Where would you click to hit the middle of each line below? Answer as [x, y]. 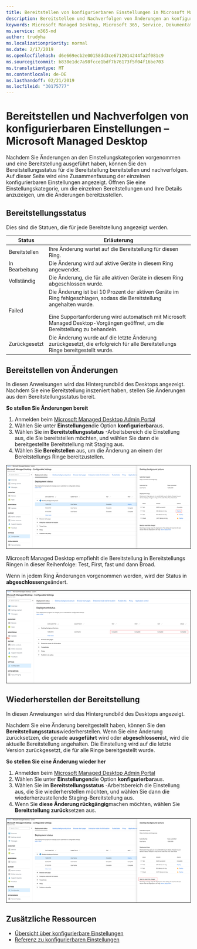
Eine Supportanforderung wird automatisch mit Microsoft [118, 317]
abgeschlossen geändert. [37, 582]
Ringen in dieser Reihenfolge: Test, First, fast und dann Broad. [81, 564]
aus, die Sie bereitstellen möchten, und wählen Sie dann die [87, 438]
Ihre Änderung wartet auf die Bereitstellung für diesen [114, 249]
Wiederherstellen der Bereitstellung [73, 700]
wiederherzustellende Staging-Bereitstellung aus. [74, 798]
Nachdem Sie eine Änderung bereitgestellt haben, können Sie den [86, 725]
